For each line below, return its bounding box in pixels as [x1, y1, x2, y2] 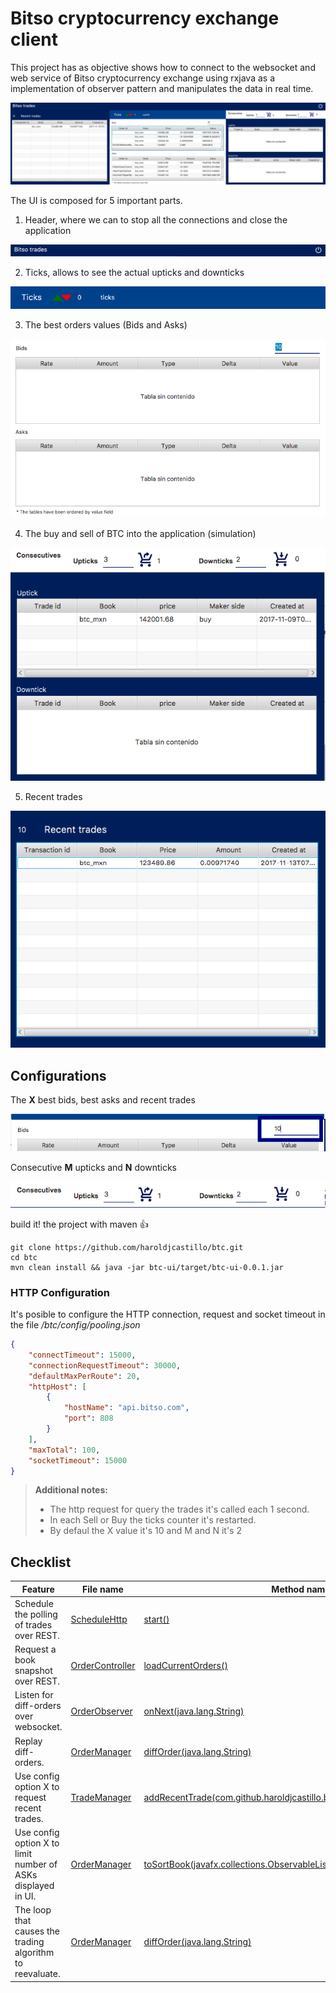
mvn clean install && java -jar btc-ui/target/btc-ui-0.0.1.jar [10, 1262, 284, 1272]
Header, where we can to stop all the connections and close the [24, 213, 288, 226]
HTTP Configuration [10, 1285, 111, 1299]
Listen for [14, 1689, 54, 1701]
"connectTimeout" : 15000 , [28, 1350, 137, 1360]
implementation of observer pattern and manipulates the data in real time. [10, 82, 314, 94]
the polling [14, 1608, 58, 1620]
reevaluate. [14, 1968, 61, 1980]
